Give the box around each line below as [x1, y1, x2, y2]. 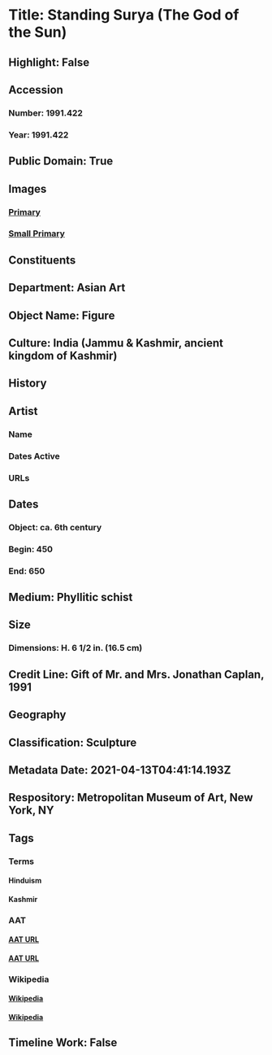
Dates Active [8, 450, 61, 461]
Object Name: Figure [8, 308, 115, 322]
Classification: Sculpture [8, 735, 137, 749]
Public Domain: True [8, 155, 114, 168]
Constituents [8, 253, 76, 267]
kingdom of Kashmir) [8, 349, 118, 363]
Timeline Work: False [8, 1035, 118, 1050]
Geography [8, 708, 67, 721]
